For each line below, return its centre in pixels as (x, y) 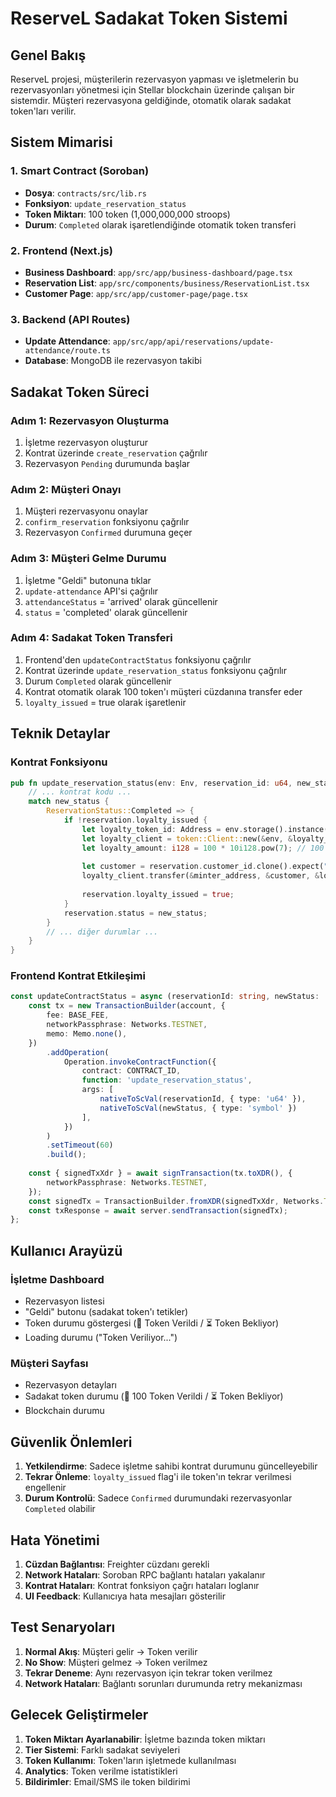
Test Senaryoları (63, 1627)
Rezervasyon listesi (64, 1301)
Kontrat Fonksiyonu (59, 762)
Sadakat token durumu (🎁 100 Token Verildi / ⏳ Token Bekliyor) (154, 1396)
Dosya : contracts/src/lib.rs (85, 193)
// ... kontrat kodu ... (80, 792)
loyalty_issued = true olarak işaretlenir (105, 702)
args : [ (97, 1090)
